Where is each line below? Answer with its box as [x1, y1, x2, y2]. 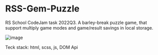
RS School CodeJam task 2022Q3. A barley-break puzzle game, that [5, 19, 147, 25]
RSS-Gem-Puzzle [5, 3, 80, 14]
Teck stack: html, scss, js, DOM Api [5, 44, 78, 50]
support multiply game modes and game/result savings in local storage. [5, 24, 153, 30]
